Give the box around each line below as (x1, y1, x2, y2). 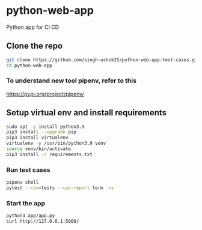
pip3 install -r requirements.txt (6, 151, 93, 157)
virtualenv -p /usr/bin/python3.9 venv (6, 141, 106, 147)
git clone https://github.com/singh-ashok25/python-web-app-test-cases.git (6, 56, 200, 63)
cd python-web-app (6, 62, 52, 68)
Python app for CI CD (6, 23, 60, 31)
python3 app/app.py (6, 213, 55, 219)
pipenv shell (6, 180, 39, 186)
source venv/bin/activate (6, 146, 71, 152)
